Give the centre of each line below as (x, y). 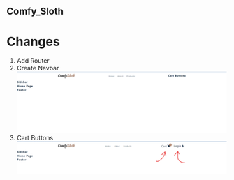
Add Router (33, 61)
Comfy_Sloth (35, 12)
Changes (33, 42)
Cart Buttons (35, 138)
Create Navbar (38, 68)
